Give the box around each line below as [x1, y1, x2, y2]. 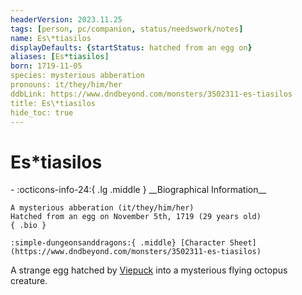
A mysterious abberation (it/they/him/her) [10, 203, 195, 213]
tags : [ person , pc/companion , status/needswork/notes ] [10, 24, 244, 34]
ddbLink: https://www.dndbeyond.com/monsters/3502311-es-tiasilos [10, 89, 293, 99]
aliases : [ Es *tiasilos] [10, 52, 110, 62]
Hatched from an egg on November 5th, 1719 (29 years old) [10, 212, 262, 222]
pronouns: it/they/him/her [10, 80, 123, 90]
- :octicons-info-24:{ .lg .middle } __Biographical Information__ [10, 184, 267, 196]
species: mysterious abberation [10, 71, 145, 81]
